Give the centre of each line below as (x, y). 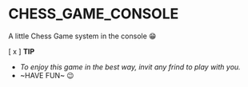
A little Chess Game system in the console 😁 (82, 36)
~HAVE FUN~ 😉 (47, 75)
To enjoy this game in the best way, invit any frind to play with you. (130, 67)
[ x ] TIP (22, 51)
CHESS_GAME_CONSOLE (94, 14)
